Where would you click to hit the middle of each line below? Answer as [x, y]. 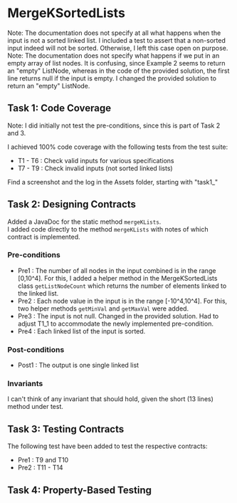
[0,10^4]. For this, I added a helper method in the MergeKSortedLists [117, 278]
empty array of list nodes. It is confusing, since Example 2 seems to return [116, 63]
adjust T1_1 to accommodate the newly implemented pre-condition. [115, 323]
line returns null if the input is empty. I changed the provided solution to [112, 78]
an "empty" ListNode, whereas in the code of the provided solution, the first [118, 71]
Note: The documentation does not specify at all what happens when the [114, 33]
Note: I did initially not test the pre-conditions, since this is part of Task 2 [114, 125]
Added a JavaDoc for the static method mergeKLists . [84, 222]
